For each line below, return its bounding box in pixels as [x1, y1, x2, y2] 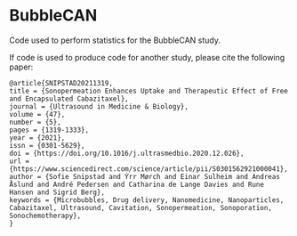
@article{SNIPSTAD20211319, [9, 78, 114, 87]
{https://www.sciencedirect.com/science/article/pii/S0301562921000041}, [9, 164, 289, 174]
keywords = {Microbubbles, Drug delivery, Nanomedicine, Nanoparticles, [9, 195, 285, 205]
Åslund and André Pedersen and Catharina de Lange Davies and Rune [9, 180, 265, 189]
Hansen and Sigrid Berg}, [9, 188, 105, 197]
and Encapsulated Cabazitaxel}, [9, 94, 129, 103]
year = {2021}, [9, 133, 66, 142]
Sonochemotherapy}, [9, 211, 82, 220]
